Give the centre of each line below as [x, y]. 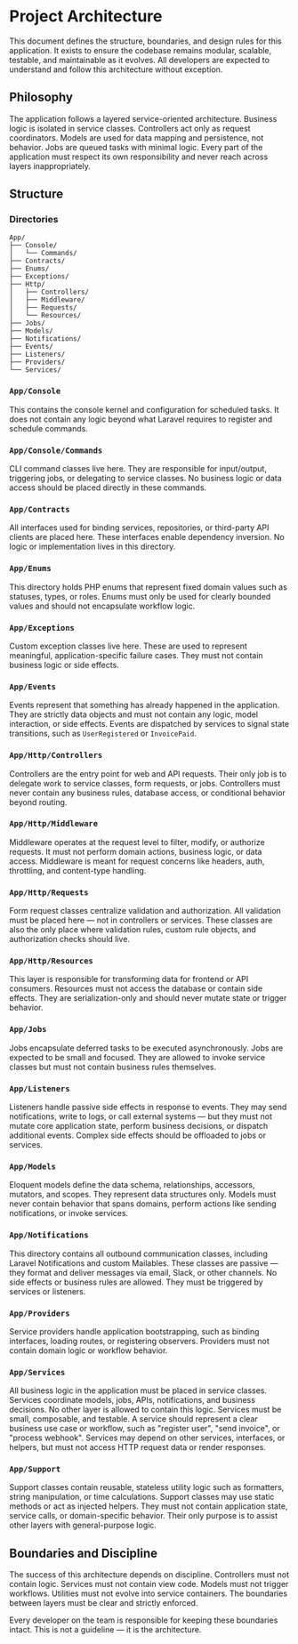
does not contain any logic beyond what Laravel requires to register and [141, 419]
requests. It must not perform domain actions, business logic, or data [136, 851]
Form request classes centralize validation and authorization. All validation [145, 911]
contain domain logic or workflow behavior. [89, 1350]
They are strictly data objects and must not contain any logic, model [134, 714]
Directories [34, 220]
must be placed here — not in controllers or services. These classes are [141, 920]
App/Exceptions [42, 628]
